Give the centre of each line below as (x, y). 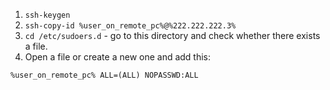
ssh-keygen (47, 15)
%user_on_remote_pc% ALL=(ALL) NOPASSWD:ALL (104, 75)
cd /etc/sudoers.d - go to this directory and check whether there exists (172, 35)
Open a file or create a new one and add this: (118, 57)
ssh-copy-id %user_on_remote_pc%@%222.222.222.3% (130, 26)
